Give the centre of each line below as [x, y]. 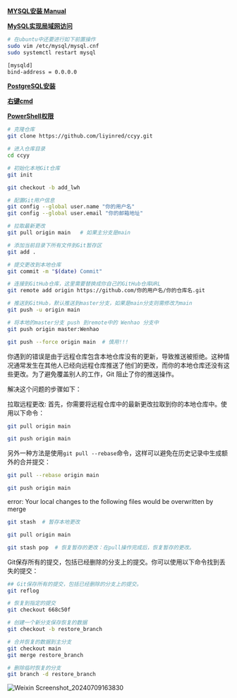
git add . [22, 252]
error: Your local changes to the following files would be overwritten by [110, 501]
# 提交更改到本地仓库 [34, 265]
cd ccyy [19, 155]
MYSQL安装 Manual [37, 11]
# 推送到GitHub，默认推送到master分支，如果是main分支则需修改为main [100, 303]
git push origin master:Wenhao [53, 329]
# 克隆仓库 [21, 130]
